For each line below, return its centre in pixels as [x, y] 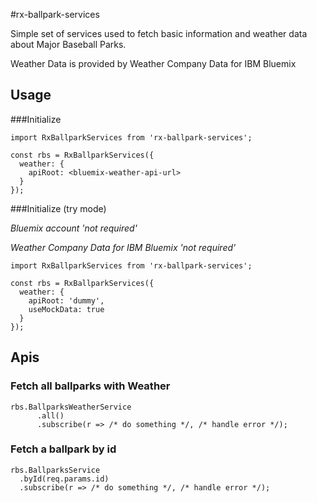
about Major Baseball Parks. [68, 44]
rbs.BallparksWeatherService [71, 407]
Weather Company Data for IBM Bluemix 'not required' [123, 247]
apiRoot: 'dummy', [66, 300]
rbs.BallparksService [55, 470]
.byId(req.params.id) [64, 479]
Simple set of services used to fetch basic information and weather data [159, 33]
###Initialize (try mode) [58, 208]
